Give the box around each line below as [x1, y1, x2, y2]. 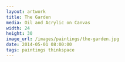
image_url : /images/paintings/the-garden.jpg [6, 36, 119, 42]
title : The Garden [6, 14, 51, 20]
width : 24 [6, 25, 31, 31]
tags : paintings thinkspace [6, 47, 75, 53]
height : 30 [6, 31, 33, 37]
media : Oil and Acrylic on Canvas [6, 19, 91, 25]
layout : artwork [6, 8, 46, 15]
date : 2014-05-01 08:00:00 [6, 42, 72, 48]
